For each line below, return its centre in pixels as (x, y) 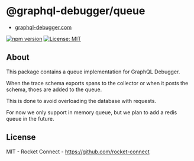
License (21, 137)
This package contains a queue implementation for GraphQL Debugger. (93, 72)
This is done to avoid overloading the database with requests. (81, 101)
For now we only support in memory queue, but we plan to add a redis (92, 112)
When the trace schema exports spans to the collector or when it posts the (97, 83)
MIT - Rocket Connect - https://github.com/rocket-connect (78, 152)
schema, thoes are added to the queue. (54, 89)
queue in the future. (30, 118)
